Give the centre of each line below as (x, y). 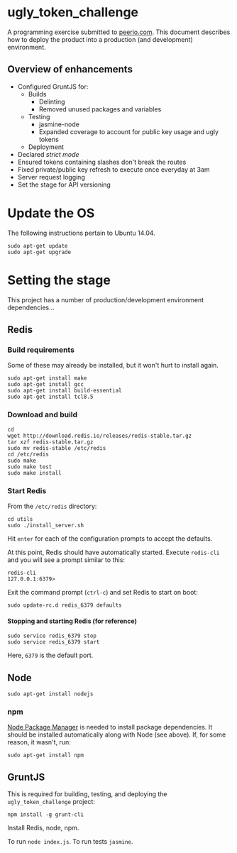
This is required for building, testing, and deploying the (88, 794)
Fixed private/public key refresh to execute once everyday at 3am (114, 169)
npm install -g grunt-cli (45, 815)
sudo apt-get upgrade (39, 252)
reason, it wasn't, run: (39, 742)
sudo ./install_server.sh (45, 525)
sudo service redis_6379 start (54, 642)
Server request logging (51, 177)
